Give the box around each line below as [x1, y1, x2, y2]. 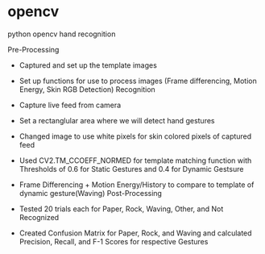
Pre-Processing [7, 44, 60, 54]
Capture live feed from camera [19, 100, 122, 110]
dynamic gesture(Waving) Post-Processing [19, 188, 163, 198]
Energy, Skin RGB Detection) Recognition [19, 84, 156, 94]
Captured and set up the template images [19, 60, 158, 70]
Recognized [19, 212, 60, 222]
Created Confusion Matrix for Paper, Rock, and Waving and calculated [19, 228, 252, 238]
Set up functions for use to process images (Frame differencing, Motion [19, 76, 257, 85]
